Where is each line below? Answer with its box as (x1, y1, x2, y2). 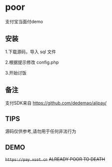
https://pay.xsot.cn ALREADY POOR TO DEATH (5, 156, 106, 163)
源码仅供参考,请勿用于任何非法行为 (5, 128, 77, 134)
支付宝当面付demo (5, 18, 43, 24)
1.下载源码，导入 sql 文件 (5, 49, 56, 55)
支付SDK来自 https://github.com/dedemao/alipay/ (5, 100, 107, 106)
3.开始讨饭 (5, 70, 27, 76)
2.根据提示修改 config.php (5, 59, 59, 65)
